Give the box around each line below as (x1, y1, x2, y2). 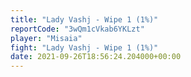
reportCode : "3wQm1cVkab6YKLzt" (10, 24, 145, 34)
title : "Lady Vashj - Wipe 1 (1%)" (10, 14, 159, 25)
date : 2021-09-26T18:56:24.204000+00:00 (10, 52, 182, 62)
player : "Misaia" (10, 33, 83, 43)
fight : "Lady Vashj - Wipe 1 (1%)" (10, 42, 159, 53)
